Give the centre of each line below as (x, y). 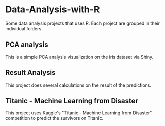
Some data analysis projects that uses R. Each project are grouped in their (83, 23)
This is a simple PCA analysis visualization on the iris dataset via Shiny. (79, 57)
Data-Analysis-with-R (53, 9)
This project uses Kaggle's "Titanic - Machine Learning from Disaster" (79, 113)
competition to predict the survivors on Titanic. (54, 118)
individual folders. (24, 28)
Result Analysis (30, 73)
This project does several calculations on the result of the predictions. (78, 85)
